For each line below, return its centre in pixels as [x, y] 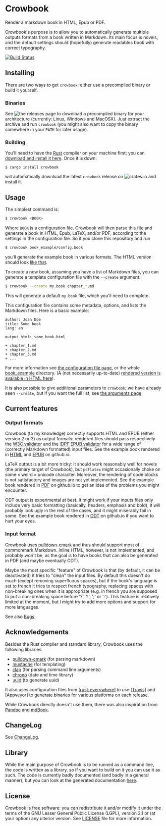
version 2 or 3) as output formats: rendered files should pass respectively [80, 439]
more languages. [22, 607]
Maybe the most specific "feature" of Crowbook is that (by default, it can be [83, 570]
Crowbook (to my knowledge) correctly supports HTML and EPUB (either [80, 433]
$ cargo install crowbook [32, 167]
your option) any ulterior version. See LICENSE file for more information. [79, 819]
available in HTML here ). [30, 378]
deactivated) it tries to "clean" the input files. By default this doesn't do [78, 575]
